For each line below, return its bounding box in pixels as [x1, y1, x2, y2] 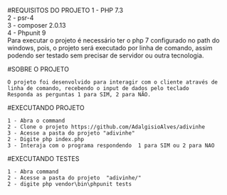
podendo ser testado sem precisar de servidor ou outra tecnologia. [7, 51, 204, 60]
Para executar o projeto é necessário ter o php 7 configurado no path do [7, 36, 220, 45]
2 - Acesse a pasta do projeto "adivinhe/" [7, 174, 142, 182]
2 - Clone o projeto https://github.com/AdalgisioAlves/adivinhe [7, 123, 205, 130]
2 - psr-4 [7, 13, 34, 22]
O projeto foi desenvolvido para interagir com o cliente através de [7, 79, 218, 86]
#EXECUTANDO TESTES [7, 155, 80, 162]
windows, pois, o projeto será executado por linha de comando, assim [7, 44, 213, 52]
